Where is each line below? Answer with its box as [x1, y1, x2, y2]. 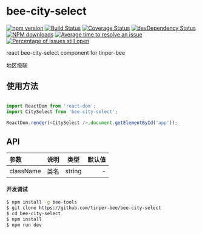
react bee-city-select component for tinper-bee [6, 49, 126, 56]
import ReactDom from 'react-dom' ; [6, 103, 96, 109]
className [9, 167, 41, 176]
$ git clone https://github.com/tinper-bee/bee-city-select [6, 205, 162, 211]
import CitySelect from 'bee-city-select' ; [6, 108, 118, 115]
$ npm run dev [6, 222, 42, 228]
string [65, 167, 82, 176]
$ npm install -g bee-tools [6, 199, 78, 205]
